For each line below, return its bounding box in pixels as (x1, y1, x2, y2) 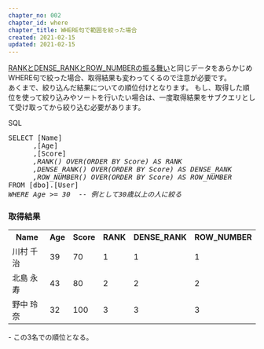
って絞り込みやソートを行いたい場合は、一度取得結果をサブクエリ (28, 93, 242, 102)
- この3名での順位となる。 (8, 332, 93, 342)
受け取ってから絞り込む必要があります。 (14, 103, 145, 112)
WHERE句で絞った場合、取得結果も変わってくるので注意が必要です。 (8, 73, 232, 83)
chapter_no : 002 (8, 11, 61, 20)
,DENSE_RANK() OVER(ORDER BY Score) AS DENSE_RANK (32, 165, 233, 174)
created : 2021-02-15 (8, 33, 76, 42)
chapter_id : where (8, 19, 68, 27)
